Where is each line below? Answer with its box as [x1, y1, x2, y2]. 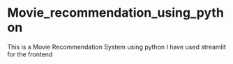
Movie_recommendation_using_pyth [7, 5, 225, 21]
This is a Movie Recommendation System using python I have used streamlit [7, 42, 227, 51]
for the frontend [7, 50, 53, 58]
